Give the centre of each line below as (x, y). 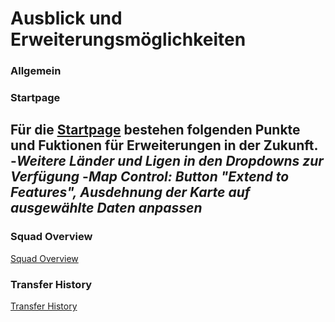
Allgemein (36, 71)
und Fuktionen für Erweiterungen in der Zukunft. (164, 145)
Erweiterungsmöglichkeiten (128, 39)
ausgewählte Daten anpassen (106, 208)
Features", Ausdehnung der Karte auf (130, 192)
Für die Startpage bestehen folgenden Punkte (155, 130)
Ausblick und (66, 18)
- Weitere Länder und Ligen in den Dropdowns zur (167, 161)
